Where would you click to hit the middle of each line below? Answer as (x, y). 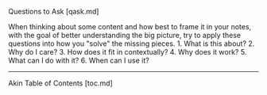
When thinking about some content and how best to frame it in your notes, (130, 27)
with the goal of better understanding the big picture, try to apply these (124, 35)
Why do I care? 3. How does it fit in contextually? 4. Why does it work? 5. (128, 52)
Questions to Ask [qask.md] (54, 11)
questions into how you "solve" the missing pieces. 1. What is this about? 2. (132, 44)
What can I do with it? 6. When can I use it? (79, 60)
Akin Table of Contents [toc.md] (60, 83)
